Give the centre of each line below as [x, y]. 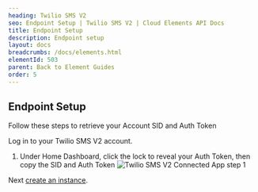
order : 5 [23, 75]
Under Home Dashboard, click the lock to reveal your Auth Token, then [135, 156]
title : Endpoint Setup [46, 30]
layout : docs [30, 45]
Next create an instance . [48, 180]
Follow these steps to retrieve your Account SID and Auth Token [112, 126]
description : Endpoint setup [56, 38]
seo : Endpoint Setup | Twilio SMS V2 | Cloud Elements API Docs [116, 23]
